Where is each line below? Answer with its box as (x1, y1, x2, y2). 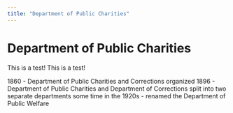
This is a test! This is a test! (7, 63, 86, 72)
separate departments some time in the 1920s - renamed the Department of (7, 91, 226, 100)
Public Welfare (7, 99, 50, 107)
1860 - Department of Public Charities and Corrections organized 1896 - (7, 77, 216, 85)
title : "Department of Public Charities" (7, 10, 130, 17)
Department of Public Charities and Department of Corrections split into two (7, 84, 227, 93)
